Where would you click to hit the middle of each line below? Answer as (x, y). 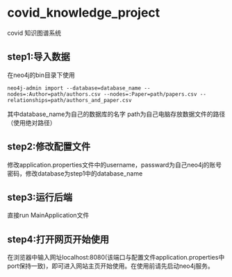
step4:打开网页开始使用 (58, 239)
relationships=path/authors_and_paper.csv (69, 100)
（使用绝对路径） (32, 122)
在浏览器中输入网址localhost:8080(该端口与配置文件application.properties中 (116, 258)
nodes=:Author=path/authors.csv (54, 94)
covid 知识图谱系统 (34, 33)
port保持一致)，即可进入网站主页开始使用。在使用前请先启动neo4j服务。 (110, 266)
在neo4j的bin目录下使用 (41, 75)
